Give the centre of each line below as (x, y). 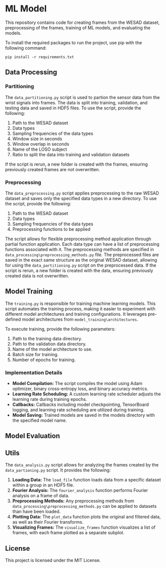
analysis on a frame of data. (41, 496)
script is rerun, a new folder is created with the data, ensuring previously (79, 270)
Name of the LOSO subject (40, 149)
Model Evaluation (33, 436)
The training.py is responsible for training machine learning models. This (81, 303)
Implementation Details (34, 373)
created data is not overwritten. (37, 276)
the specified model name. (39, 420)
